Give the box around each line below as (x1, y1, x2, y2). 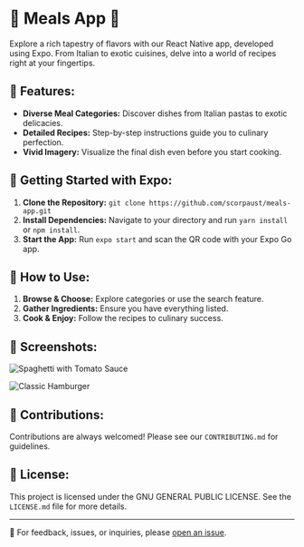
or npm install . (22, 224, 81, 235)
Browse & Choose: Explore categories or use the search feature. (22, 294, 264, 305)
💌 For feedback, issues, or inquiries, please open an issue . (9, 526, 227, 538)
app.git (22, 206, 52, 216)
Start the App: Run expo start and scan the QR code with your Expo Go (22, 233, 292, 244)
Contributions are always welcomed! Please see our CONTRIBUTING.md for (9, 431, 279, 442)
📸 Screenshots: (9, 339, 98, 355)
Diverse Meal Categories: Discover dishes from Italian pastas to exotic (22, 108, 288, 119)
